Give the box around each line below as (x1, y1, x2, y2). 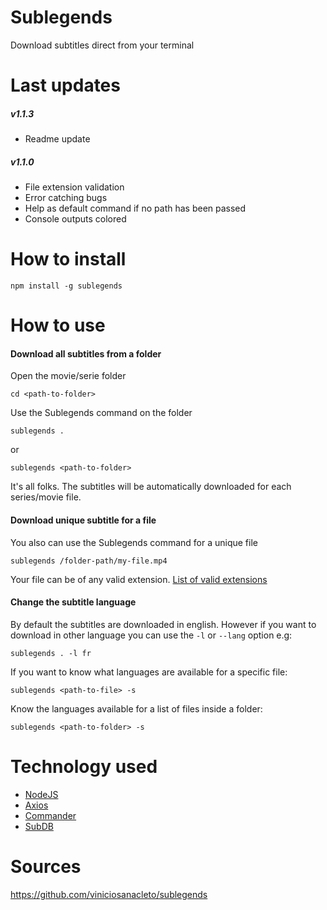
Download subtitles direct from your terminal (10, 39, 195, 51)
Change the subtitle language (10, 596, 137, 608)
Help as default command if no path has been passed (24, 202, 247, 215)
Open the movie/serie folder (10, 370, 127, 382)
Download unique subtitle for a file (10, 514, 157, 526)
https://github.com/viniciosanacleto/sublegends (10, 888, 208, 900)
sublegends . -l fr (10, 648, 92, 658)
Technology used (10, 755, 158, 778)
